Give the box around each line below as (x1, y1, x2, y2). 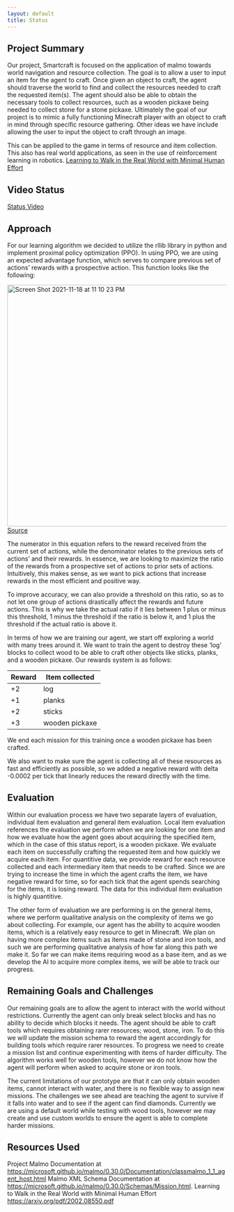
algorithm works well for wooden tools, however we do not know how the (7, 1056, 217, 1064)
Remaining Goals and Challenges (7, 985, 154, 997)
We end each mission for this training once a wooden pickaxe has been (7, 736, 212, 744)
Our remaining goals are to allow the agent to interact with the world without (7, 1003, 226, 1012)
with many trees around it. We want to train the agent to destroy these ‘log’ (7, 640, 221, 649)
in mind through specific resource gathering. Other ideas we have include (7, 120, 219, 129)
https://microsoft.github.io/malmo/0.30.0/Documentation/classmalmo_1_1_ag (7, 1167, 226, 1176)
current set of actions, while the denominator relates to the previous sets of (7, 547, 224, 555)
